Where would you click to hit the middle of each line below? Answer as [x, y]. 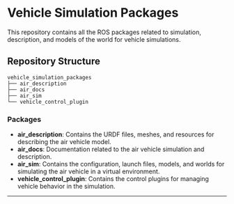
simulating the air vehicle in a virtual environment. [88, 171]
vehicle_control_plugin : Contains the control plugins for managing [113, 179]
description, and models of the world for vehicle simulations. [94, 39]
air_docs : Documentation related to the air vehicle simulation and [111, 149]
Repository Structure [54, 62]
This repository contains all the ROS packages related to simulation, [104, 32]
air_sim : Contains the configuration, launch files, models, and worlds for [121, 164]
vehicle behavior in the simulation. [67, 187]
